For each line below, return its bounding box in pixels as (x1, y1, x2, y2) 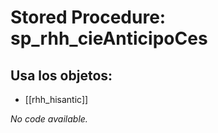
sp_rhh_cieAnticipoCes (10, 27, 208, 50)
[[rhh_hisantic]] (24, 94, 89, 105)
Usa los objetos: (10, 67, 113, 84)
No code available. (10, 113, 88, 125)
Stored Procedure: (10, 6, 167, 29)
